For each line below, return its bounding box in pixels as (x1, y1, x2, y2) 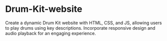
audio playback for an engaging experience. (5, 30, 96, 36)
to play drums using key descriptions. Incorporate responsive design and (5, 25, 156, 31)
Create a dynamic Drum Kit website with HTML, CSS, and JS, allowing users (5, 20, 162, 26)
